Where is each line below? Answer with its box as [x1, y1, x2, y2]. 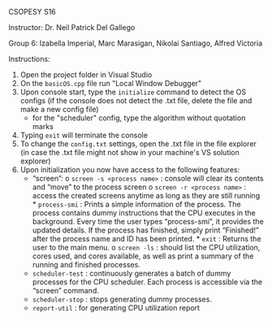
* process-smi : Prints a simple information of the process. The [32, 199, 241, 209]
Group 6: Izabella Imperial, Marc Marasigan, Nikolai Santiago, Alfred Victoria [8, 38, 263, 48]
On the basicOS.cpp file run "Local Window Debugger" [19, 79, 202, 88]
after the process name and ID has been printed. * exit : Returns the [32, 234, 261, 243]
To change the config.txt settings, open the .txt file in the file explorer [19, 139, 257, 149]
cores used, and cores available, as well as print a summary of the [32, 251, 254, 261]
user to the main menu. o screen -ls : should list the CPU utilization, [32, 243, 261, 252]
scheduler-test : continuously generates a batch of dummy [32, 268, 231, 278]
